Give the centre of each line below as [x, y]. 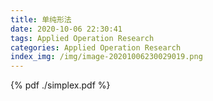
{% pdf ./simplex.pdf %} [60, 85]
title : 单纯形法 [41, 19]
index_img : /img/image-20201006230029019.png [106, 57]
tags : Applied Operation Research [82, 38]
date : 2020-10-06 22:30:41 [66, 29]
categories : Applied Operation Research [96, 47]
